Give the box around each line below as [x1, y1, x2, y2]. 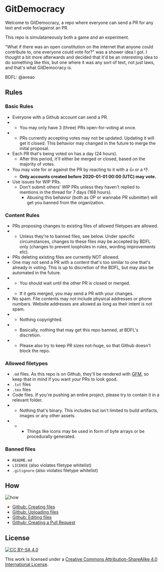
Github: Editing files [12, 514, 52, 520]
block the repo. [19, 348, 50, 354]
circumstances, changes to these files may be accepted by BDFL [19, 238, 151, 244]
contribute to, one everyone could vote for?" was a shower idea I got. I [5, 49, 147, 55]
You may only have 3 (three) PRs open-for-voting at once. [19, 124, 137, 130]
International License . [5, 562, 49, 568]
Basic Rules [5, 103, 33, 110]
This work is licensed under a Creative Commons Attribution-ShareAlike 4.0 [5, 556, 158, 562]
